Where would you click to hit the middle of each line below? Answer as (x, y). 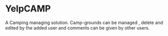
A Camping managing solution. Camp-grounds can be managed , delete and (84, 22)
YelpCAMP (28, 9)
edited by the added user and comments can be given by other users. (77, 27)
